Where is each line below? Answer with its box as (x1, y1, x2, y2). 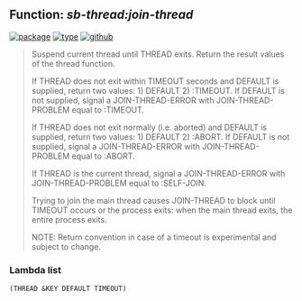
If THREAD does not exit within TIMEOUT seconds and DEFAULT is (31, 76, 279, 87)
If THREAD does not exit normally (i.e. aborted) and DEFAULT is (31, 122, 268, 132)
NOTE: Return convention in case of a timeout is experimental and (31, 232, 277, 242)
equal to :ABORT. (71, 150, 135, 161)
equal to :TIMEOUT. (71, 104, 145, 115)
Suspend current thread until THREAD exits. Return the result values (31, 49, 285, 59)
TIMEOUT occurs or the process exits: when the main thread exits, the (31, 205, 293, 215)
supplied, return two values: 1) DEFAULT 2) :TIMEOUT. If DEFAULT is (31, 85, 286, 96)
